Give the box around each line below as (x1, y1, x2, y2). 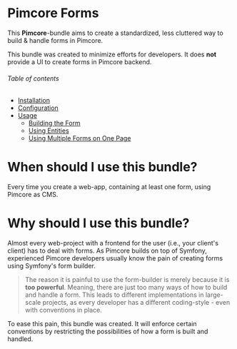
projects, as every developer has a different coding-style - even (42, 298, 231, 307)
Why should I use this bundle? (7, 216, 190, 231)
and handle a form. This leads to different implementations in (24, 290, 204, 299)
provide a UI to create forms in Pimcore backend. (7, 57, 152, 66)
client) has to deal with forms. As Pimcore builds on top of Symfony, (7, 246, 207, 255)
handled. (7, 335, 34, 343)
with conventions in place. (24, 305, 102, 315)
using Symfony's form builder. (7, 262, 96, 270)
